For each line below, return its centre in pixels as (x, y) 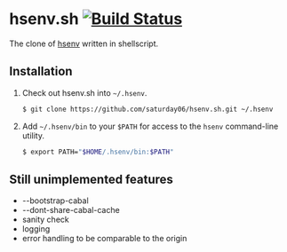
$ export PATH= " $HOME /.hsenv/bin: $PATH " (98, 152)
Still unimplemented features (91, 179)
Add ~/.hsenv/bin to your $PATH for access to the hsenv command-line (150, 126)
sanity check (45, 220)
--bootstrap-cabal (55, 201)
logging (36, 229)
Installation (41, 71)
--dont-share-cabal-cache (71, 210)
